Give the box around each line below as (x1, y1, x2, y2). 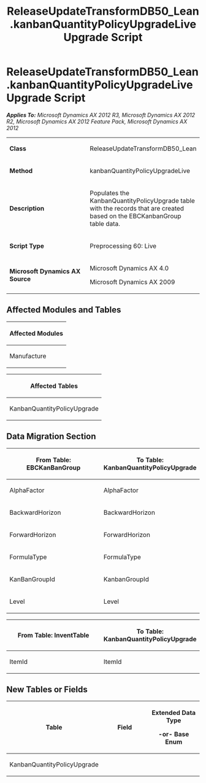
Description (9, 204, 45, 212)
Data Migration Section (6, 431, 96, 442)
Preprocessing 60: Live (90, 241, 157, 250)
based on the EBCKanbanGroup (90, 212, 181, 220)
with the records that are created (90, 204, 185, 212)
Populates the (90, 188, 130, 197)
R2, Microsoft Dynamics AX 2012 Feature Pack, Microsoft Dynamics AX (6, 118, 188, 125)
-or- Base (158, 730, 189, 739)
